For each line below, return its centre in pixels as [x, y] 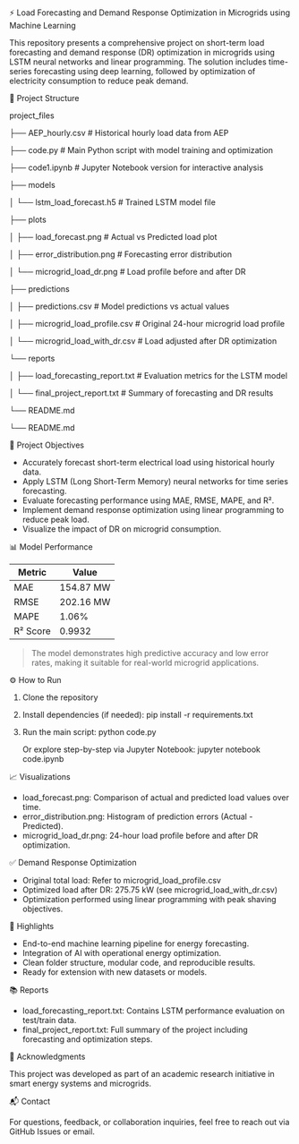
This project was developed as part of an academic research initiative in [142, 1074]
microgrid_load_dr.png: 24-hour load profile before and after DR [140, 836]
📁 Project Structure [44, 98]
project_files [32, 115]
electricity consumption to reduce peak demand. [99, 81]
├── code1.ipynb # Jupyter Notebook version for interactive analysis [137, 167]
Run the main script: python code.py [89, 732]
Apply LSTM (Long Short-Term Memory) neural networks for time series [155, 481]
